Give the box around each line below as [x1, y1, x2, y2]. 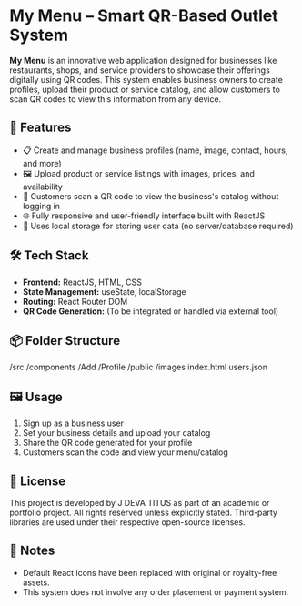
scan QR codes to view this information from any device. [9, 93, 222, 105]
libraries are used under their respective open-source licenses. [9, 517, 246, 528]
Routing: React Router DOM [22, 296, 128, 307]
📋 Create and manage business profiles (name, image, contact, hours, [22, 145, 288, 156]
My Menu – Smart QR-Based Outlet [9, 5, 279, 26]
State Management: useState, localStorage [22, 286, 186, 297]
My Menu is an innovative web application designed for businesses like [9, 55, 277, 66]
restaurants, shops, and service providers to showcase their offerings [9, 65, 270, 76]
